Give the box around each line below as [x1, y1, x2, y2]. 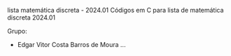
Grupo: [7, 27, 27, 35]
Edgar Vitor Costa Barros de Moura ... [17, 41, 126, 48]
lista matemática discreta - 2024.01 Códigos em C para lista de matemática [7, 6, 224, 14]
